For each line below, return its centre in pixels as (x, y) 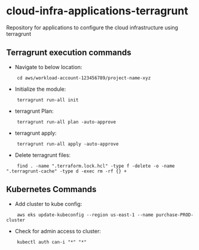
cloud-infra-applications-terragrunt (97, 11)
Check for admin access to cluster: (58, 231)
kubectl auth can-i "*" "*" (52, 242)
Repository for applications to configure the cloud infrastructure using (92, 27)
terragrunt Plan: (34, 111)
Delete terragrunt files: (42, 155)
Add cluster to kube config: (48, 203)
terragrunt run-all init (48, 100)
